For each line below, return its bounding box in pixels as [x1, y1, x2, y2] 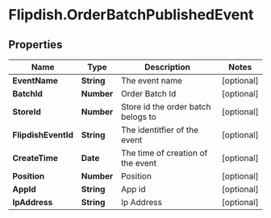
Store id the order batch [120, 101, 211, 112]
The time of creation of [120, 147, 208, 158]
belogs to [120, 111, 157, 122]
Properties [8, 38, 63, 51]
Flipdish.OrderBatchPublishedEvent [8, 6, 254, 24]
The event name [120, 75, 183, 86]
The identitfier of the [120, 125, 199, 135]
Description [144, 62, 191, 72]
